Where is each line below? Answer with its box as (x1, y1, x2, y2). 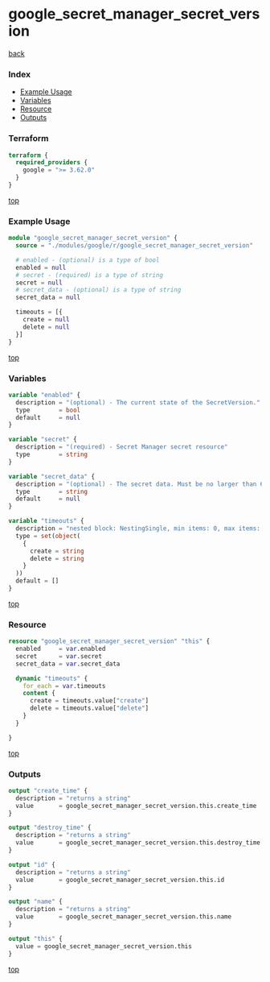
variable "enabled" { (8, 391, 81, 399)
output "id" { (8, 860, 56, 868)
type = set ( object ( (15, 532, 81, 540)
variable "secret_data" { (8, 472, 95, 480)
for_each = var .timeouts (22, 682, 106, 690)
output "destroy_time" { (8, 823, 92, 832)
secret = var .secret (15, 652, 103, 661)
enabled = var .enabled (15, 645, 106, 653)
